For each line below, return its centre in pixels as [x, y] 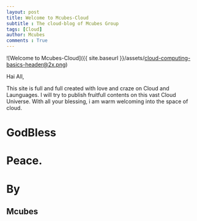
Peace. [24, 161]
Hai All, [15, 76]
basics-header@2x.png [36, 64]
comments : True [27, 41]
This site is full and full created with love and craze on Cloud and [88, 88]
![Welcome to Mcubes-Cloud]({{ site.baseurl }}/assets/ [76, 58]
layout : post [23, 12]
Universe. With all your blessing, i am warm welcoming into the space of [97, 101]
